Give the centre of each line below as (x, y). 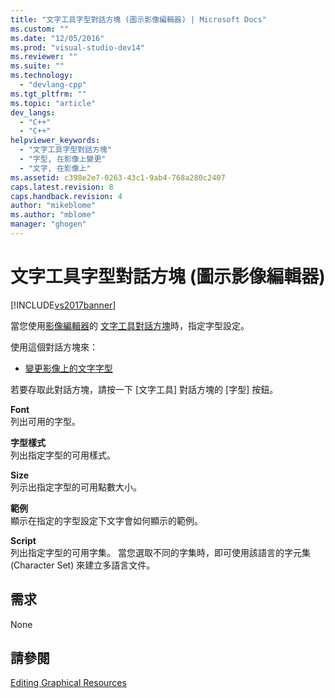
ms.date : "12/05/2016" (57, 38)
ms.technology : (42, 76)
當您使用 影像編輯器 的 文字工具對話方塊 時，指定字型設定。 (130, 325)
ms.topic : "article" (53, 103)
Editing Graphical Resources (68, 683)
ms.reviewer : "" (44, 57)
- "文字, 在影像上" (55, 168)
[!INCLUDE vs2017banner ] (63, 305)
